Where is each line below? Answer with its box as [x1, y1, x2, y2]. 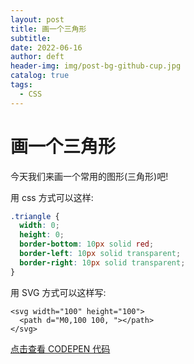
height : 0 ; [19, 230, 65, 240]
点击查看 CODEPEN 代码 [10, 342, 111, 355]
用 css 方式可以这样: [10, 191, 94, 203]
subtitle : [10, 33, 52, 43]
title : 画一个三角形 [10, 24, 87, 34]
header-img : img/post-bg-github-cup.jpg [10, 61, 182, 71]
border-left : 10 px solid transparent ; [19, 249, 182, 259]
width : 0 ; [19, 221, 60, 231]
